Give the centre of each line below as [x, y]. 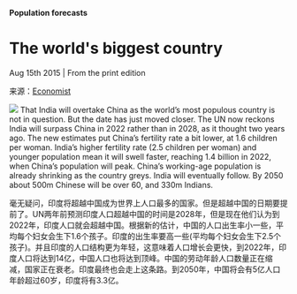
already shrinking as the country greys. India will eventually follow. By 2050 [146, 175]
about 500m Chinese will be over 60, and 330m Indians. [111, 185]
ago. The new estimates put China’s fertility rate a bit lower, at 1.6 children [143, 138]
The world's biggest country [116, 49]
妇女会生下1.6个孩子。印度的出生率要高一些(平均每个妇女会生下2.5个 [156, 236]
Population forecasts [49, 13]
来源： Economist [40, 91]
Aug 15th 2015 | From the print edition [77, 72]
